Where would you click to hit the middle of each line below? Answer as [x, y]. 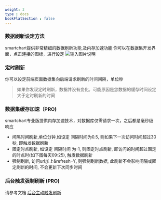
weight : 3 [15, 9]
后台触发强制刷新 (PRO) [33, 181]
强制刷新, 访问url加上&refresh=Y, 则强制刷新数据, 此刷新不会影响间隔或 [82, 161]
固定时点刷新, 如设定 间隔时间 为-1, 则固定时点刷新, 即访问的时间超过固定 [84, 149]
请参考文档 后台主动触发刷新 [33, 192]
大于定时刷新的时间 [36, 95]
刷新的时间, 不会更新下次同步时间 [49, 167]
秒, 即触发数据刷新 [30, 143]
